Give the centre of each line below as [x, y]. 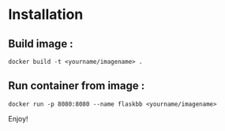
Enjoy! [19, 118]
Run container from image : [77, 86]
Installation [46, 15]
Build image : [41, 44]
